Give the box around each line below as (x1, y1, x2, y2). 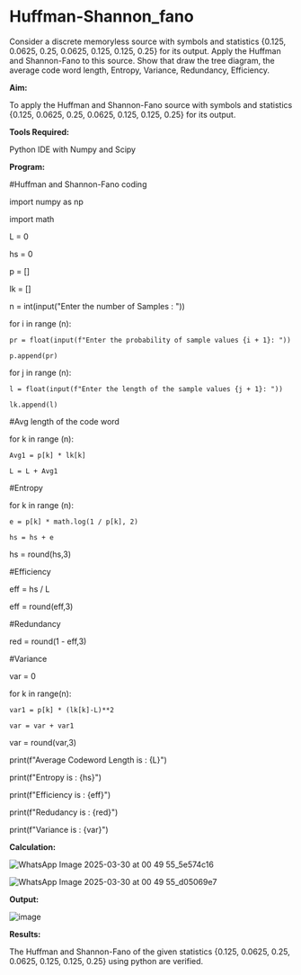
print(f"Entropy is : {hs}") (9, 772, 102, 783)
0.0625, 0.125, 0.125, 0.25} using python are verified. (9, 955, 204, 966)
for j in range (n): (9, 367, 72, 378)
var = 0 (9, 670, 36, 681)
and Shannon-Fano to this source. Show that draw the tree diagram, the (9, 55, 276, 66)
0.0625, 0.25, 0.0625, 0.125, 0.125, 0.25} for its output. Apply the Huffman (9, 45, 281, 56)
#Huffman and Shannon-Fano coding (9, 178, 147, 190)
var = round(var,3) (9, 737, 77, 747)
